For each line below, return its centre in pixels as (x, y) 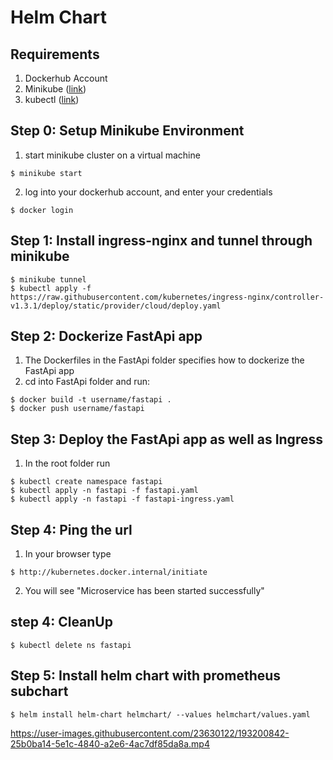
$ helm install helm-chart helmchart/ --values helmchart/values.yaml (160, 714)
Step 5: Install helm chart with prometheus (146, 676)
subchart (39, 691)
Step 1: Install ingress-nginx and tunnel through (161, 241)
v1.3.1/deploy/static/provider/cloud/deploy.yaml (116, 306)
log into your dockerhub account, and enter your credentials (148, 192)
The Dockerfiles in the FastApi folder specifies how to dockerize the (164, 360)
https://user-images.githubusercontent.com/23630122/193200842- (150, 733)
